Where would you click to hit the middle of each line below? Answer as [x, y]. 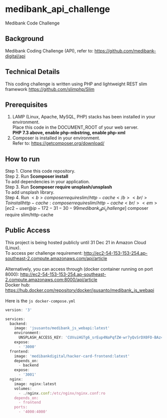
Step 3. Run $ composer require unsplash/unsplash [59, 187]
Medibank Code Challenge [32, 23]
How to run [23, 159]
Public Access [28, 230]
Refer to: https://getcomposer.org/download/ [58, 143]
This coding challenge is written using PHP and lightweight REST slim [76, 84]
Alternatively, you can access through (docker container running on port [79, 269]
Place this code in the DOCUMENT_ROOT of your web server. [75, 127]
